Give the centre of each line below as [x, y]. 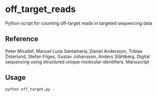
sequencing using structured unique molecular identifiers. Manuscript [77, 62]
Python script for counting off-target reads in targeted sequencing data [79, 23]
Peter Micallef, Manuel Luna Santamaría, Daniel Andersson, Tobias [74, 51]
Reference [22, 39]
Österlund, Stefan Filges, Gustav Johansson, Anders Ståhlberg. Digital [78, 56]
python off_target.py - [30, 89]
